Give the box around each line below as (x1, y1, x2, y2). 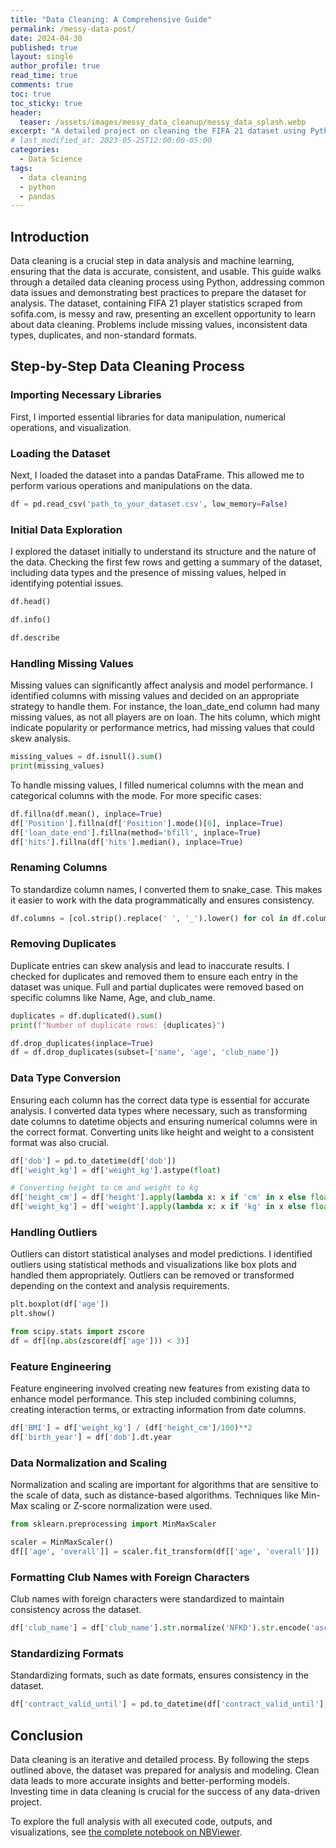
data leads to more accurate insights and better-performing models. (10, 1774, 291, 1786)
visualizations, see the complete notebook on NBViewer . (10, 1826, 243, 1838)
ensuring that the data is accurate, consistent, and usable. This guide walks (10, 266, 322, 278)
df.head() (10, 597, 52, 607)
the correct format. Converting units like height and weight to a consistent (10, 1126, 315, 1138)
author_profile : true (10, 61, 101, 71)
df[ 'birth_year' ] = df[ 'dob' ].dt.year (10, 1432, 172, 1442)
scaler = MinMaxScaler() (10, 1537, 114, 1548)
